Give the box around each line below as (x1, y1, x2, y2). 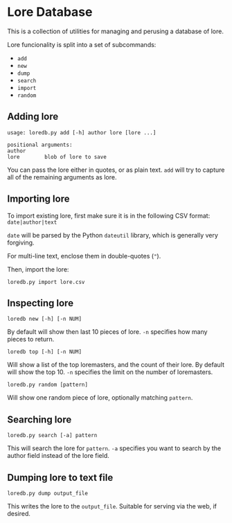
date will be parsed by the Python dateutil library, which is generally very (7, 231, 218, 239)
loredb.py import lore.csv (7, 278, 85, 285)
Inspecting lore (7, 297, 74, 309)
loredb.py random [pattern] (7, 382, 89, 389)
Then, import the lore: (7, 265, 69, 274)
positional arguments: (7, 141, 73, 148)
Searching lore (7, 414, 72, 425)
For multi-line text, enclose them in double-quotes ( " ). (7, 251, 161, 260)
